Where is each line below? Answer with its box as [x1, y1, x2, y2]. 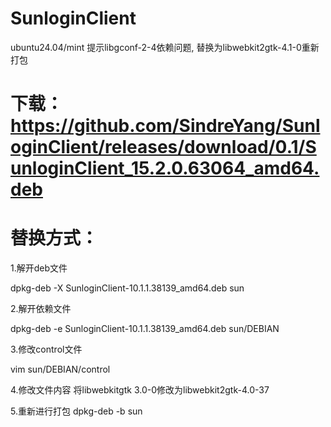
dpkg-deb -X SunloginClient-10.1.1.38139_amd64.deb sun [10, 282, 245, 294]
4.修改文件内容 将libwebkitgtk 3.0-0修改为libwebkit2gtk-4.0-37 [10, 384, 270, 396]
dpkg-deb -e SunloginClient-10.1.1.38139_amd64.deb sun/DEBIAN [10, 323, 280, 335]
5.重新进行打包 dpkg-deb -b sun [10, 405, 143, 417]
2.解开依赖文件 [10, 303, 72, 315]
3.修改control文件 [10, 343, 83, 356]
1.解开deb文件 [10, 262, 68, 274]
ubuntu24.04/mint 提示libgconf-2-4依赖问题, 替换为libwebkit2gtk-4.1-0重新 [10, 41, 320, 53]
